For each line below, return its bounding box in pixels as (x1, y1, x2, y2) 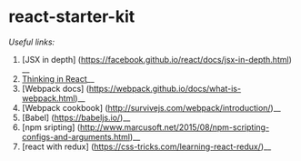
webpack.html (21, 93, 75, 104)
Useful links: (8, 36, 55, 47)
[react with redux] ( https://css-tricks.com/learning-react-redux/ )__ (21, 141, 272, 152)
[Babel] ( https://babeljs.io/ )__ (21, 112, 131, 123)
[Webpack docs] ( (21, 83, 90, 94)
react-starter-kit (8, 6, 135, 27)
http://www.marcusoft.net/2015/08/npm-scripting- (79, 121, 270, 133)
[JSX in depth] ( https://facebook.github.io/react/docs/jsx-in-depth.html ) (21, 54, 292, 65)
